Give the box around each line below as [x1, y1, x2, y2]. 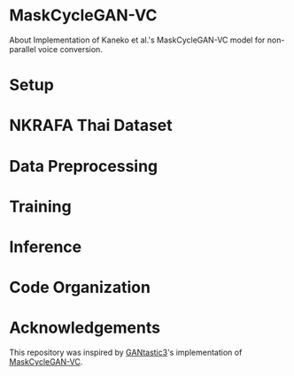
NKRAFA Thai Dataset [9, 116, 173, 135]
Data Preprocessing [9, 156, 159, 176]
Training [9, 196, 73, 217]
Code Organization [9, 278, 151, 297]
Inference [9, 236, 82, 257]
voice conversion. [37, 43, 104, 54]
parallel [9, 43, 37, 54]
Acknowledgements [9, 318, 161, 338]
